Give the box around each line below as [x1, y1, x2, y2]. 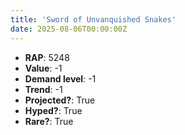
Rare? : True [24, 115, 74, 127]
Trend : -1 [24, 83, 63, 95]
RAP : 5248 [24, 51, 70, 63]
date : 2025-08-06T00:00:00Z [10, 24, 128, 34]
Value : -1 [24, 62, 63, 74]
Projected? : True [24, 94, 96, 106]
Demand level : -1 [24, 72, 97, 85]
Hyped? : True [24, 104, 83, 116]
